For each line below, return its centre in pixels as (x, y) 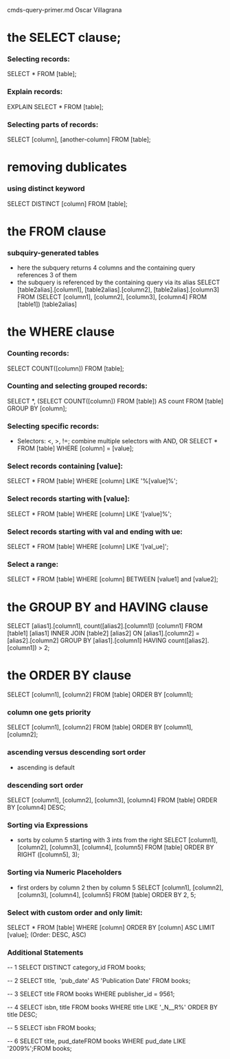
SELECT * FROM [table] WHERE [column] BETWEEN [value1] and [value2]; (113, 579)
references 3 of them (47, 275)
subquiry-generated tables (53, 253)
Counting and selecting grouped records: (77, 386)
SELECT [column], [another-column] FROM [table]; (79, 139)
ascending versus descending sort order (77, 752)
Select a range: (33, 564)
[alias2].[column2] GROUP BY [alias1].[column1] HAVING (87, 640)
